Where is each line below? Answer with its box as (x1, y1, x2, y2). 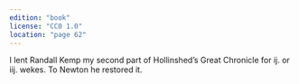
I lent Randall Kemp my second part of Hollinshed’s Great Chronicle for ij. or (9, 55, 291, 66)
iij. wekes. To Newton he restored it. (9, 64, 143, 75)
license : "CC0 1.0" (9, 22, 83, 31)
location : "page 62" (9, 30, 88, 39)
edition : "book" (9, 13, 70, 23)
